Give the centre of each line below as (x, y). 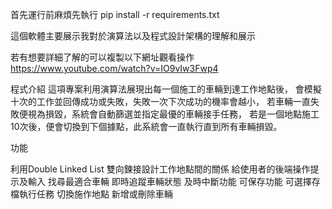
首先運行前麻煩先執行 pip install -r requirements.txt (115, 14)
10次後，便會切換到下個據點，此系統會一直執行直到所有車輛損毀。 (146, 126)
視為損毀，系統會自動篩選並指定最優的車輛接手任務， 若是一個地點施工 (173, 114)
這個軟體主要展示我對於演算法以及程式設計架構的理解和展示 (133, 36)
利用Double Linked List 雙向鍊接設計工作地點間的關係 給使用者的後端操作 (160, 169)
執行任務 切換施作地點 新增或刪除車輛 (95, 194)
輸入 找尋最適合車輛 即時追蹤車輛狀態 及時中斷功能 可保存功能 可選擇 (169, 181)
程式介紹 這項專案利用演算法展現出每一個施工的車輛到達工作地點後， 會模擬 (166, 89)
